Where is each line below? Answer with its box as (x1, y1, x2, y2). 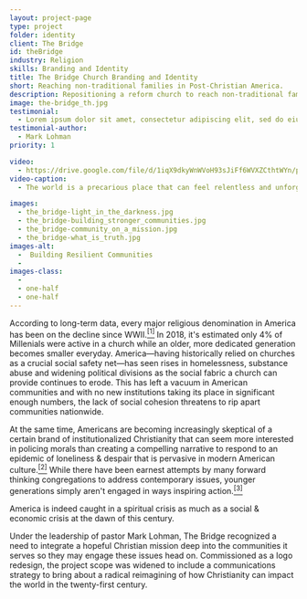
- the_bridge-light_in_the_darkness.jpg (17, 207, 174, 217)
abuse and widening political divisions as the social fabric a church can (9, 367, 278, 379)
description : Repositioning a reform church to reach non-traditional (9, 89, 284, 99)
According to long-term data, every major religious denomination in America (9, 317, 297, 329)
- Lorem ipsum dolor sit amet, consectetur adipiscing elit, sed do (17, 115, 284, 124)
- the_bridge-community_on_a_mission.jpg (17, 225, 178, 234)
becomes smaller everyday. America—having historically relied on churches (9, 348, 295, 359)
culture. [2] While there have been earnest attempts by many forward (9, 463, 267, 476)
